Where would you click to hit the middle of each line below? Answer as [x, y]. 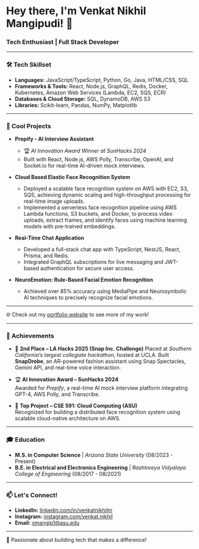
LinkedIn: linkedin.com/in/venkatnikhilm [63, 510]
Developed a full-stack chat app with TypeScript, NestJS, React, [102, 250]
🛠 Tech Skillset [29, 65]
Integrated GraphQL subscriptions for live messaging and [94, 262]
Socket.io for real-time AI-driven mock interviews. [84, 166]
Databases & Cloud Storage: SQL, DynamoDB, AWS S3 [83, 98]
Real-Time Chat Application [49, 238]
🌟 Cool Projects [29, 126]
